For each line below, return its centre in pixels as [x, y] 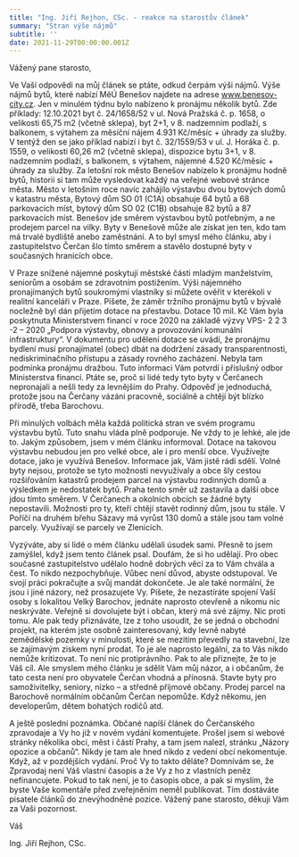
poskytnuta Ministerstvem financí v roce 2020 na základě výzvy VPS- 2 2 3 [148, 320]
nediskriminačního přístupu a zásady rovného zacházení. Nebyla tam [136, 359]
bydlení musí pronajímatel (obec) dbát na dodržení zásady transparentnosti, [148, 349]
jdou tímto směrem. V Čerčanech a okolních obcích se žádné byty [130, 499]
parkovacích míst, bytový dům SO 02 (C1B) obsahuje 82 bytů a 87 [130, 208]
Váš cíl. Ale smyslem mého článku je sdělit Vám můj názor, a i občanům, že [146, 668]
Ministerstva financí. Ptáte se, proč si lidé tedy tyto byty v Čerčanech [136, 378]
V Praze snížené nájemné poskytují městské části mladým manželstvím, [141, 273]
